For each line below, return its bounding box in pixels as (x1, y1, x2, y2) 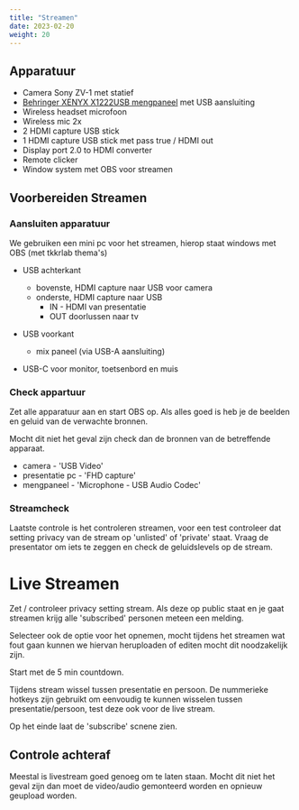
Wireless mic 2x (22, 116, 83, 127)
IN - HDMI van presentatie (49, 301, 147, 312)
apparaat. (9, 443, 45, 454)
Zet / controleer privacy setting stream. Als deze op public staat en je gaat (9, 603, 285, 614)
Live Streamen (9, 574, 120, 594)
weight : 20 (9, 30, 50, 39)
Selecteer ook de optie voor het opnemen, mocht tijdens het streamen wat (9, 631, 285, 641)
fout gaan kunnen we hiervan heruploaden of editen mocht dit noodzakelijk (9, 640, 288, 650)
